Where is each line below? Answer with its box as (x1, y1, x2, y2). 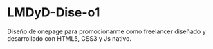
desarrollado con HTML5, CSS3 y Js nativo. (7, 34, 131, 42)
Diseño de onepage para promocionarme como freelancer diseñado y (7, 27, 206, 35)
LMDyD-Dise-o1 (7, 5, 100, 20)
